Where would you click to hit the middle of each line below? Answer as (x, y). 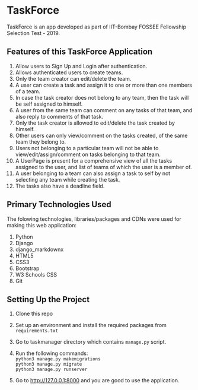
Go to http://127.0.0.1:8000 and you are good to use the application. (97, 381)
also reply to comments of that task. (59, 116)
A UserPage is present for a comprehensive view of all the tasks (94, 160)
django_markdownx (39, 249)
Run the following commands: (52, 353)
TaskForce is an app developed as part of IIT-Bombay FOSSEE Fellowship (96, 27)
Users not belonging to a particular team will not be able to (87, 148)
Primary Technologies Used (59, 204)
